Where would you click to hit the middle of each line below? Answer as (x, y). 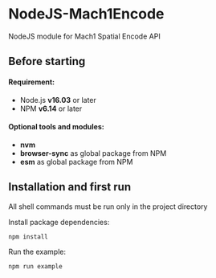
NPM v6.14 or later (51, 108)
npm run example (35, 267)
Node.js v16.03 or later (58, 100)
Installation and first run (69, 187)
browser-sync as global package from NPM (93, 153)
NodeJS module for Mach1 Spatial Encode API (84, 36)
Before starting (47, 61)
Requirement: (32, 82)
